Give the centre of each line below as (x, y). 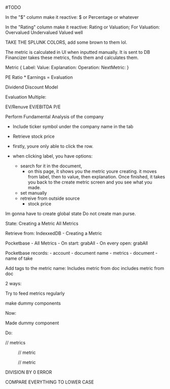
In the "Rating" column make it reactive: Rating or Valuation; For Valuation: (83, 27)
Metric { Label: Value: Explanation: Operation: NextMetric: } (67, 67)
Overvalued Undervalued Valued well (44, 32)
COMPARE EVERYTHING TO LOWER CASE (50, 382)
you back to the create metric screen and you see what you (90, 182)
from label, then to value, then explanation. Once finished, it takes (96, 177)
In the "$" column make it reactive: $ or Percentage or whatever (72, 17)
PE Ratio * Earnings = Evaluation (39, 77)
